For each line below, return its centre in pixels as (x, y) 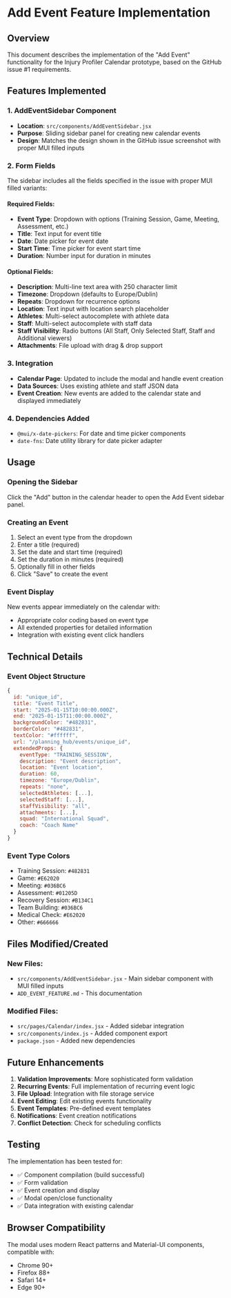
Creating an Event (38, 522)
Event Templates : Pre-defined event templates (84, 1108)
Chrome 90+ (35, 1265)
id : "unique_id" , (38, 697)
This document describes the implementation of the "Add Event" (99, 55)
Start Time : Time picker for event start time (79, 248)
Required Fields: (31, 204)
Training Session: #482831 (53, 871)
